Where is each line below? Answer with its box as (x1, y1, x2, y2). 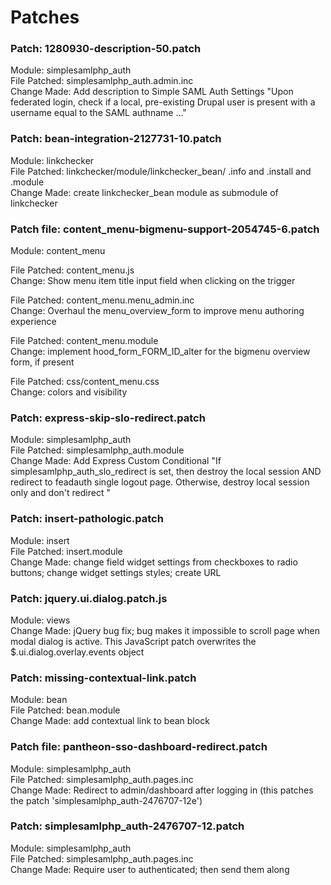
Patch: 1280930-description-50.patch (10, 42, 202, 56)
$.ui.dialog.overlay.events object (10, 646, 145, 658)
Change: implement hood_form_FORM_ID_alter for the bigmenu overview (10, 346, 311, 358)
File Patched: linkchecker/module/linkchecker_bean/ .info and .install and (10, 165, 312, 177)
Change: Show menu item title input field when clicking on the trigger (10, 275, 296, 287)
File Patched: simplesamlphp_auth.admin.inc (10, 75, 194, 87)
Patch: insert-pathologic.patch (10, 512, 164, 526)
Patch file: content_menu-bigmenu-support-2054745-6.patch (10, 222, 320, 236)
